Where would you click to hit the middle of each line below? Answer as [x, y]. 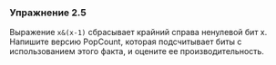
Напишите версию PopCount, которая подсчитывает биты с [126, 42]
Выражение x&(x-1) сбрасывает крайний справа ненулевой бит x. [138, 32]
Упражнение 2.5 [48, 13]
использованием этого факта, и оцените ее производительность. [137, 51]
